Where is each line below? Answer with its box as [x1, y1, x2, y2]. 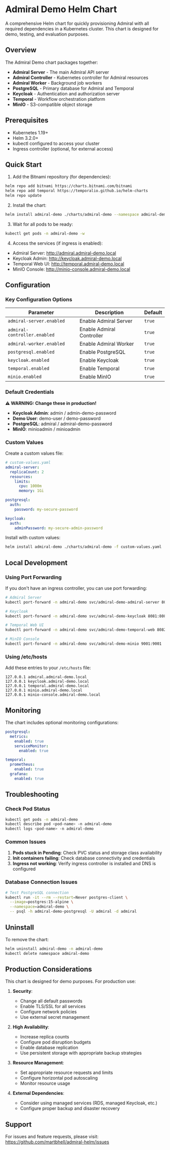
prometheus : [10, 762, 35, 767]
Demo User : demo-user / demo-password [12, 415, 101, 421]
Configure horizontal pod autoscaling [20, 1075, 98, 1081]
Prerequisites [5, 116, 49, 125]
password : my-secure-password [14, 507, 78, 512]
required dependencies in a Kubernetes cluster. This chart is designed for [5, 25, 159, 31]
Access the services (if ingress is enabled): [12, 240, 103, 246]
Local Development [5, 559, 68, 567]
